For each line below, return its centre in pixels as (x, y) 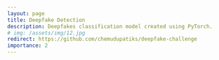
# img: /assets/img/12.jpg (46, 33)
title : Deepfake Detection (46, 20)
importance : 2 (28, 46)
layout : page (26, 13)
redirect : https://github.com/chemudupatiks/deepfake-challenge (102, 39)
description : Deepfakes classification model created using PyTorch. (110, 26)
